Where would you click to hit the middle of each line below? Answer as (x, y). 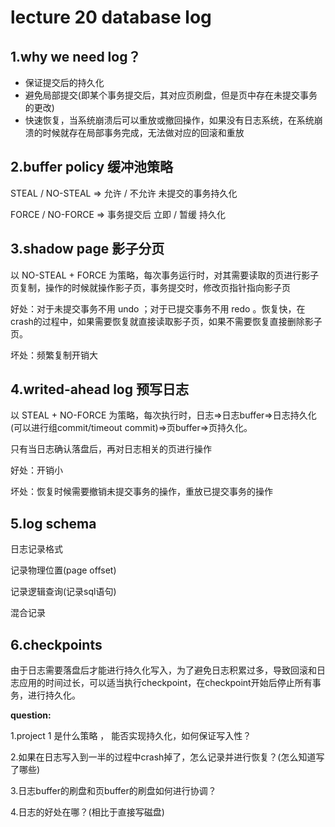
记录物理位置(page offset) (63, 570)
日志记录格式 (36, 549)
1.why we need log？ (76, 56)
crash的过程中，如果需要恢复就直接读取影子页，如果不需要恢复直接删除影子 (166, 321)
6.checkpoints (56, 644)
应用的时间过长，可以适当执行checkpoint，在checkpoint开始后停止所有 (165, 683)
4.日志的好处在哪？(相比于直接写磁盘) (87, 812)
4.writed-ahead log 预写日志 (99, 389)
